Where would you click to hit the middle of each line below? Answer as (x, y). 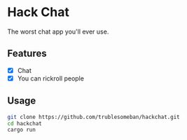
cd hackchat (25, 123)
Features (27, 54)
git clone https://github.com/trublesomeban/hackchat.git (93, 117)
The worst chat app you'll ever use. (58, 31)
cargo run (22, 130)
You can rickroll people (50, 78)
